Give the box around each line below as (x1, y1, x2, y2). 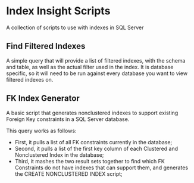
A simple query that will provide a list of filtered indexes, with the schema (6, 57, 186, 64)
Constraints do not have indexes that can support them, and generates (14, 164, 189, 171)
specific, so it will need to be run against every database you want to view (6, 70, 188, 77)
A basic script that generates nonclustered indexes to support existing (6, 109, 179, 116)
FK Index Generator (6, 94, 80, 104)
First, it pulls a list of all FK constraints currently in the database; (14, 138, 173, 145)
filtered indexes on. (6, 76, 54, 83)
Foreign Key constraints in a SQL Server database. (6, 115, 130, 123)
